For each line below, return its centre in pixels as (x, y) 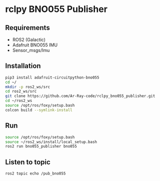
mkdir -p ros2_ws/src (28, 87)
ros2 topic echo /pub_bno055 (35, 173)
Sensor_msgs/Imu (31, 50)
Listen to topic (28, 162)
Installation (23, 66)
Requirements (27, 28)
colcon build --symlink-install (39, 110)
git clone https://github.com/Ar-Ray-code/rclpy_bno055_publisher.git (80, 96)
